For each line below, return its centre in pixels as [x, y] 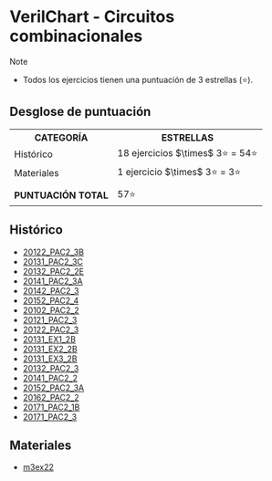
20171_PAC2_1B [51, 407]
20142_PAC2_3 [51, 290]
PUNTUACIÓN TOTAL [62, 195]
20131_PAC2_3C [53, 261]
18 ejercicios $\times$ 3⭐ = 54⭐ [188, 152]
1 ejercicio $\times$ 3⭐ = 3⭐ [179, 172]
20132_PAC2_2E [53, 271]
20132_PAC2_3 [51, 368]
